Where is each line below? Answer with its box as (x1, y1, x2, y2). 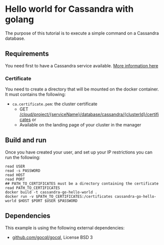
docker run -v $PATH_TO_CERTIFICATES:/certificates (5, 194, 113, 199)
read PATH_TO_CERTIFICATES (5, 185, 60, 190)
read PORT (5, 177, 25, 182)
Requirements (5, 50, 49, 58)
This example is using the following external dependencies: (5, 225, 125, 231)
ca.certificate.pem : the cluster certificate (12, 101, 98, 107)
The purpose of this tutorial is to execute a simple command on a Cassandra (5, 30, 159, 36)
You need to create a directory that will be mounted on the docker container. (5, 86, 159, 92)
